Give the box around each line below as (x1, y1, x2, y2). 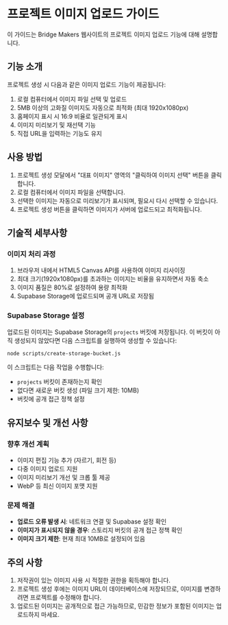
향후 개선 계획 (7, 439, 50, 449)
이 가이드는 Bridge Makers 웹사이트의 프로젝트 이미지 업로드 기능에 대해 (7, 30, 200, 38)
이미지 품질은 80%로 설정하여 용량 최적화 (16, 283, 128, 292)
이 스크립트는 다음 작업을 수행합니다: (7, 363, 104, 371)
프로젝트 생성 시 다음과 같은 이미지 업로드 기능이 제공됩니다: (7, 80, 166, 89)
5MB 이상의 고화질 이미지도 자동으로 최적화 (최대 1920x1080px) (16, 104, 189, 112)
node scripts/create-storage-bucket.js (7, 350, 121, 357)
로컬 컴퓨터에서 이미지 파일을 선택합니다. (16, 188, 125, 196)
